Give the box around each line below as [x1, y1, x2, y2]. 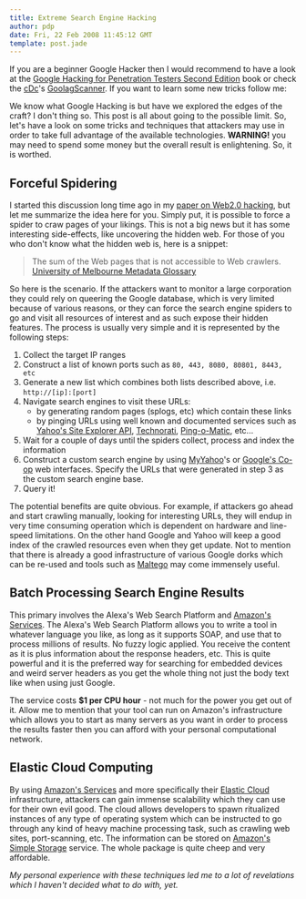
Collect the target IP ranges [22, 350, 126, 361]
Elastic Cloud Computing [9, 760, 154, 775]
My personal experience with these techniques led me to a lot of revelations [9, 869, 295, 880]
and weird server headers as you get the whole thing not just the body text [9, 667, 290, 679]
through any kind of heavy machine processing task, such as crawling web [9, 822, 291, 833]
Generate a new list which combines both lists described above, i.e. [22, 377, 277, 388]
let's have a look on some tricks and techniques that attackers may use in [9, 120, 285, 131]
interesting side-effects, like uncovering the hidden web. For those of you [9, 229, 285, 240]
